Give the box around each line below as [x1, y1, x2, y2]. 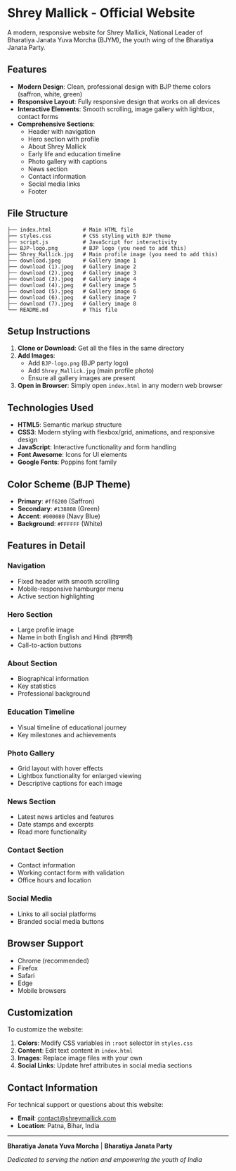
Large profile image [17, 625, 74, 634]
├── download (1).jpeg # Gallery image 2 [7, 263, 137, 270]
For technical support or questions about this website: [7, 1101, 164, 1109]
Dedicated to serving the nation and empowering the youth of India [7, 1156, 202, 1164]
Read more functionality [17, 827, 87, 836]
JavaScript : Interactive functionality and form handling [17, 443, 177, 451]
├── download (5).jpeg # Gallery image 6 [7, 287, 137, 295]
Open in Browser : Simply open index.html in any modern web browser [17, 382, 223, 390]
